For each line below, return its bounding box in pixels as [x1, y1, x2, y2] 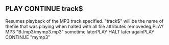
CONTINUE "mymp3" [5, 34, 51, 40]
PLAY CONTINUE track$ [5, 5, 83, 13]
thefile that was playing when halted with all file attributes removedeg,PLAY [5, 23, 164, 29]
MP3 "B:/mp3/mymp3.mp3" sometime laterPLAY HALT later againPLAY [5, 28, 155, 35]
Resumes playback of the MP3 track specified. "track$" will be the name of [5, 18, 164, 24]
